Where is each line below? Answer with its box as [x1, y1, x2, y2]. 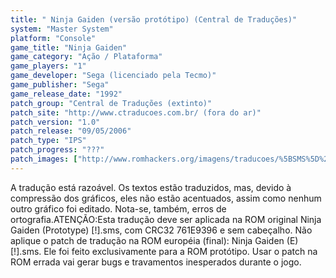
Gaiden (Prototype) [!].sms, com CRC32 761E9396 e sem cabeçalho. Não [10, 224, 313, 236]
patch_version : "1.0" [10, 117, 101, 127]
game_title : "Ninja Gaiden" [10, 42, 128, 53]
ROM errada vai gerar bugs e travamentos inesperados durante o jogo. [10, 256, 302, 268]
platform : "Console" [10, 33, 97, 43]
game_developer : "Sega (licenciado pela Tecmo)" [10, 71, 217, 81]
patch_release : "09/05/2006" [10, 126, 132, 136]
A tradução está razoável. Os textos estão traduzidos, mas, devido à [10, 181, 292, 193]
